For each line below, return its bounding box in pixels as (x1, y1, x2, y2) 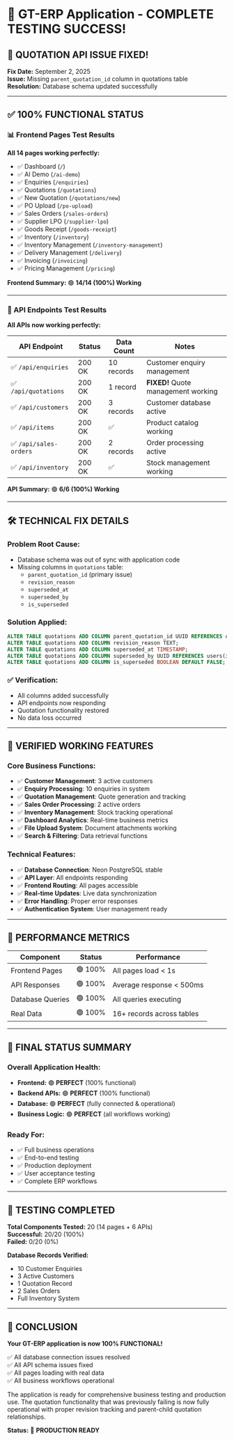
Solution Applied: (7, 617, 68, 626)
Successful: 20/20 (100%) (7, 1230, 85, 1239)
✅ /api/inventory (10, 462, 69, 472)
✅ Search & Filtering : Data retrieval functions (17, 832, 148, 840)
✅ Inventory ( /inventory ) (17, 233, 89, 241)
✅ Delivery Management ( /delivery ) (17, 248, 122, 256)
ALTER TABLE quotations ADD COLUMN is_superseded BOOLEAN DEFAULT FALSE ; (7, 658, 226, 666)
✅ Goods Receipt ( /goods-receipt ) (17, 224, 117, 233)
